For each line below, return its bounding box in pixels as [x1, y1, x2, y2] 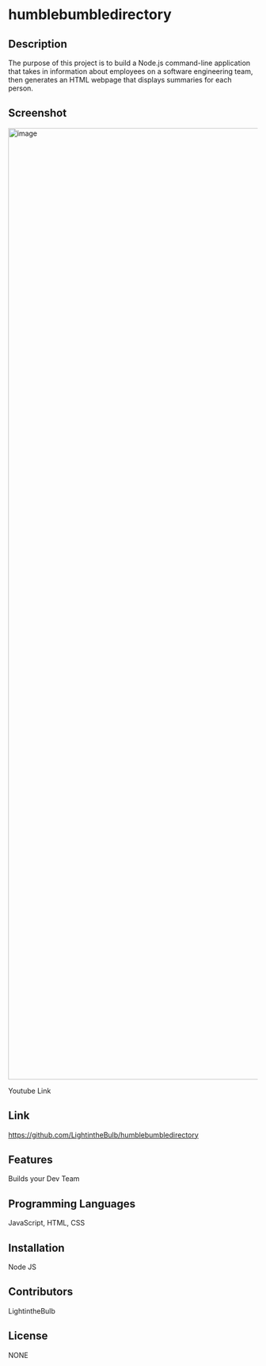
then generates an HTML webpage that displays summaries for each [8, 75, 232, 84]
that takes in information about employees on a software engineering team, [8, 67, 253, 76]
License [8, 1329, 48, 1343]
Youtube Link [8, 1086, 51, 1095]
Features [8, 1153, 53, 1167]
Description [8, 37, 67, 51]
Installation [8, 1241, 65, 1255]
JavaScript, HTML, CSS [8, 1218, 85, 1228]
